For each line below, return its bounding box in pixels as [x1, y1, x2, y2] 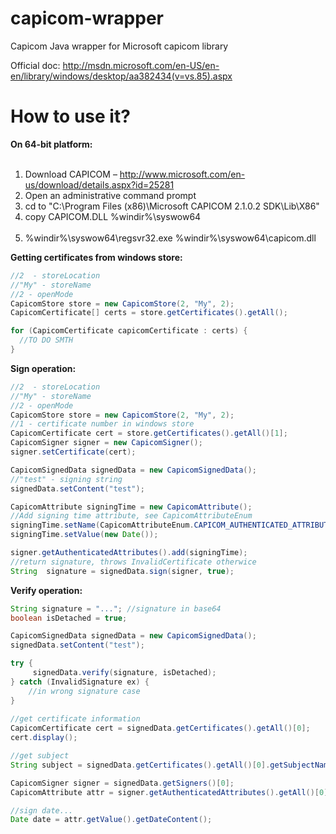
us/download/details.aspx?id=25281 [24, 178, 175, 191]
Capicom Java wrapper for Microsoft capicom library [10, 40, 229, 52]
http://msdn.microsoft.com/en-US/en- [62, 59, 220, 71]
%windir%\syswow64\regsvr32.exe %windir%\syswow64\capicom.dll [24, 232, 317, 244]
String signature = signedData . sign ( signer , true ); [10, 566, 235, 576]
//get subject [10, 751, 70, 761]
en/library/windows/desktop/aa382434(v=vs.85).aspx [10, 70, 233, 82]
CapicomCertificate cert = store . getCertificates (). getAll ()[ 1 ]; [10, 428, 288, 439]
